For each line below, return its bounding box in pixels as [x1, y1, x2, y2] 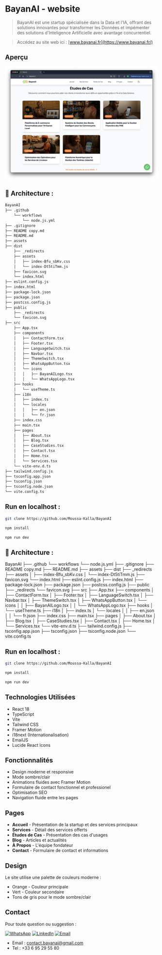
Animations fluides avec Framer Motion [12, 779, 91, 785]
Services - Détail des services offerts [12, 827, 87, 833]
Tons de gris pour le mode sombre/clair [12, 894, 91, 900]
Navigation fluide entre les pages [12, 795, 79, 801]
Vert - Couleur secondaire [12, 889, 65, 895]
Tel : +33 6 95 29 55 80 [12, 945, 60, 951]
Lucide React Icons [12, 742, 51, 748]
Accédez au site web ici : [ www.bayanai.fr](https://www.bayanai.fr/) [16, 39, 153, 45]
